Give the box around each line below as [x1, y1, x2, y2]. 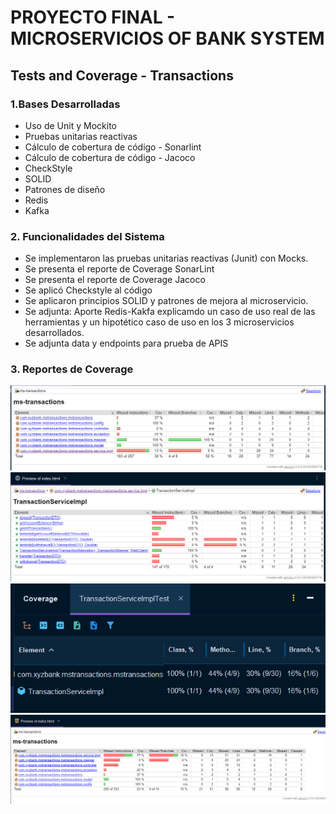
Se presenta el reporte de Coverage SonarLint [24, 263, 215, 275]
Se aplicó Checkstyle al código [24, 284, 153, 296]
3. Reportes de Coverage [10, 362, 134, 376]
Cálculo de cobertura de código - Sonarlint [24, 141, 202, 153]
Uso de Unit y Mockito [24, 119, 117, 131]
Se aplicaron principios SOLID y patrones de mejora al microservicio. [24, 295, 309, 307]
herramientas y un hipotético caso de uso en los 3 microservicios [24, 316, 295, 328]
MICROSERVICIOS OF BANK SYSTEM [10, 27, 325, 50]
